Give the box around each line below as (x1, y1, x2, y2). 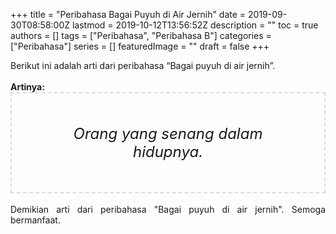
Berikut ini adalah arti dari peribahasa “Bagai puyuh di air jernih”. (10, 60, 276, 71)
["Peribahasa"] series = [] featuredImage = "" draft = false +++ (10, 40, 270, 52)
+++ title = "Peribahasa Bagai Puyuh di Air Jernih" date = (10, 9, 247, 20)
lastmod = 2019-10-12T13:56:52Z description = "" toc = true (71, 19, 319, 31)
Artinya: (10, 81, 45, 93)
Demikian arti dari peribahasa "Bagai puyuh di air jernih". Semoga (10, 204, 326, 215)
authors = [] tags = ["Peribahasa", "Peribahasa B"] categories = (10, 30, 272, 41)
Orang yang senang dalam (73, 124, 263, 143)
